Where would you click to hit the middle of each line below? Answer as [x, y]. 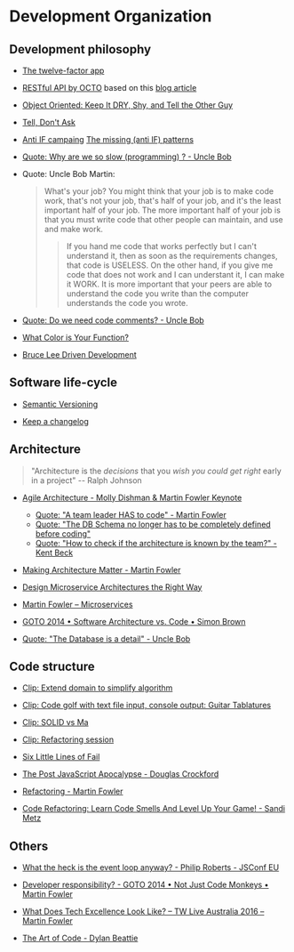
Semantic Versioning [60, 404]
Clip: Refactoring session [68, 739]
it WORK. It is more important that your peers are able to [169, 284]
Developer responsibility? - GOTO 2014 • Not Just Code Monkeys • [145, 885]
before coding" [63, 533]
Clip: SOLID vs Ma [55, 722]
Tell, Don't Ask [48, 122]
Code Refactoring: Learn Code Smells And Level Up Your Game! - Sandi [154, 809]
